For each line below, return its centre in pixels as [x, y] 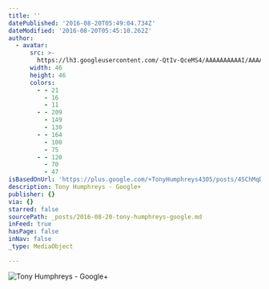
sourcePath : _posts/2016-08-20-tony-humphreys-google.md [105, 217]
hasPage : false [34, 232]
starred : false [34, 209]
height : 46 [48, 75]
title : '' [25, 16]
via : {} [21, 202]
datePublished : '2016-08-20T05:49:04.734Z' [82, 23]
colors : [42, 82]
